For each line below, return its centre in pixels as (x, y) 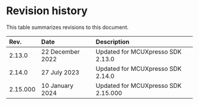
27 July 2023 (60, 72)
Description (113, 41)
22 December (60, 51)
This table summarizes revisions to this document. (68, 27)
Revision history (47, 11)
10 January (57, 86)
